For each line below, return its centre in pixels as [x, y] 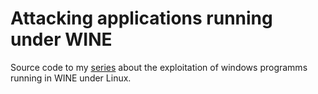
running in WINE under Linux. [71, 78]
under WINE [61, 39]
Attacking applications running [141, 18]
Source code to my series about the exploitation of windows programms [159, 67]
